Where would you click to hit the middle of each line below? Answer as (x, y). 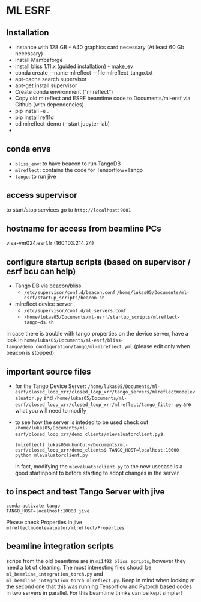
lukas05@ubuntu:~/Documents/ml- (88, 445)
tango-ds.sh (39, 322)
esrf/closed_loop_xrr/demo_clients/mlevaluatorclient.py (88, 435)
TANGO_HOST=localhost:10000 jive (48, 511)
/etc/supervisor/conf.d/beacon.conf (70, 293)
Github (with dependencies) (49, 105)
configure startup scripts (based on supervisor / (98, 262)
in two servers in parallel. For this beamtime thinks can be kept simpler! (94, 592)
